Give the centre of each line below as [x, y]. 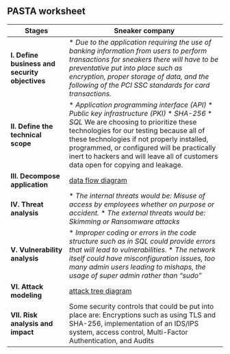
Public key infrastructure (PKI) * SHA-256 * [140, 113]
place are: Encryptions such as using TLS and [142, 315]
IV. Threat [27, 204]
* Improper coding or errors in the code [132, 233]
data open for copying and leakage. [126, 165]
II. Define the [32, 126]
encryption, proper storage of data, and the [139, 76]
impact [22, 332]
